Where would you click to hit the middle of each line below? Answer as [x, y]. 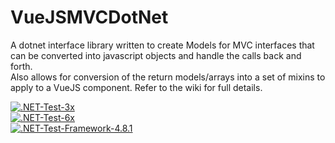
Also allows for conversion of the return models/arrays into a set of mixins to [168, 77]
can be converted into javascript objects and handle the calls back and [156, 55]
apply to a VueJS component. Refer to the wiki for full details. [136, 87]
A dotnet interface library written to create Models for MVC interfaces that [162, 45]
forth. [21, 66]
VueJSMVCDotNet [89, 17]
